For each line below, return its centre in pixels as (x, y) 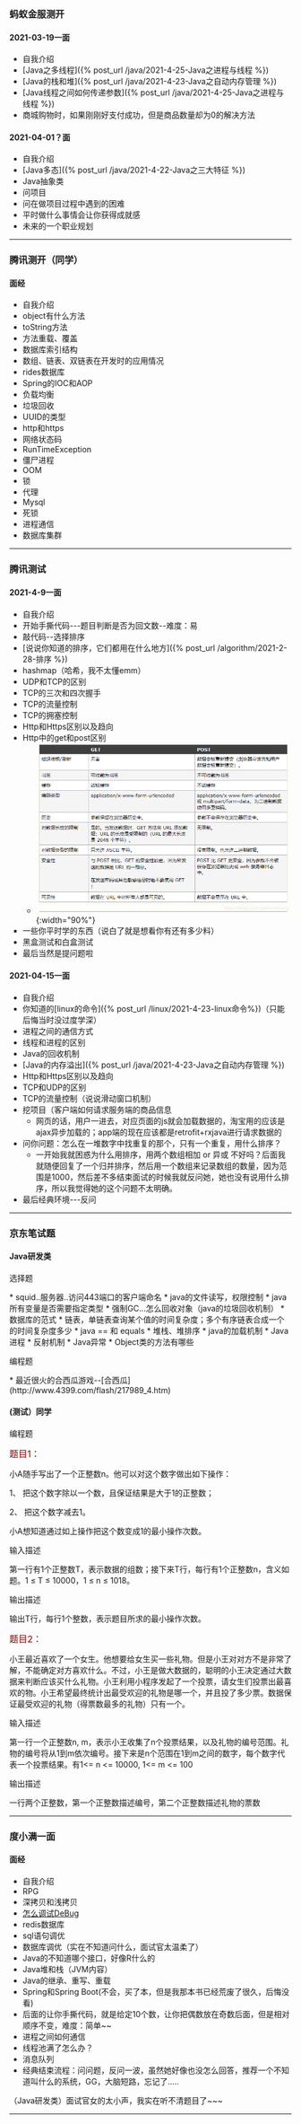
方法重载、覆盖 (50, 338)
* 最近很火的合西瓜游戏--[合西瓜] (70, 1380)
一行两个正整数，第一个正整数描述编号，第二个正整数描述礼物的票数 (135, 1803)
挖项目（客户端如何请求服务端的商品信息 (97, 1110)
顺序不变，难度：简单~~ (67, 2025)
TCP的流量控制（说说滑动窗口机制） (89, 1098)
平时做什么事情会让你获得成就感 (81, 215)
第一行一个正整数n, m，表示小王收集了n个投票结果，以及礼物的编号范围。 (145, 1742)
